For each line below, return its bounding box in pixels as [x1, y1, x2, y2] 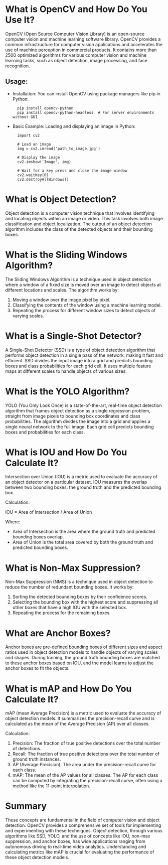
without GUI [12, 114, 38, 119]
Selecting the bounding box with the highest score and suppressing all [12, 599, 158, 605]
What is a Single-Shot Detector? [5, 330, 142, 342]
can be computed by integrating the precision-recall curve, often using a [12, 778, 163, 784]
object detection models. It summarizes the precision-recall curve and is [5, 715, 155, 722]
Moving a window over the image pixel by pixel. [12, 297, 111, 303]
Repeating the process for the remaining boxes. [12, 610, 111, 616]
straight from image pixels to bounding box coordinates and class [5, 413, 140, 419]
